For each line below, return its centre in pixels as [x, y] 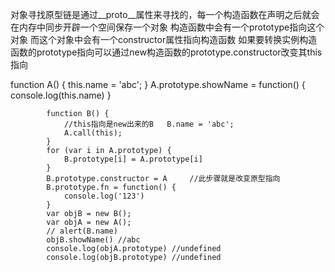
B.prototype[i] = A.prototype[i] [133, 159]
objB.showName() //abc [93, 240]
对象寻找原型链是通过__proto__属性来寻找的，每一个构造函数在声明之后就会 [165, 14]
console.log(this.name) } [61, 95]
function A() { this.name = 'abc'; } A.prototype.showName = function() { [158, 84]
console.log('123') [104, 196]
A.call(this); [93, 133]
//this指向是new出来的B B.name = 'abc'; [149, 124]
